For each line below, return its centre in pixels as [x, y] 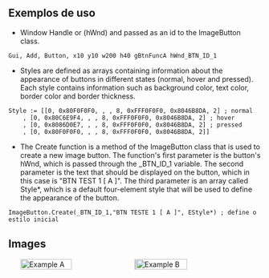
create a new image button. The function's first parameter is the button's [140, 155]
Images [27, 244]
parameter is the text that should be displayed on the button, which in [135, 172]
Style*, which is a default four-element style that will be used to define [136, 189]
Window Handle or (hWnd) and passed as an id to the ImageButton [130, 32]
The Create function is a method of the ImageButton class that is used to [140, 147]
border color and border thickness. [77, 96]
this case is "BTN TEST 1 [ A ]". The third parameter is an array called [134, 180]
